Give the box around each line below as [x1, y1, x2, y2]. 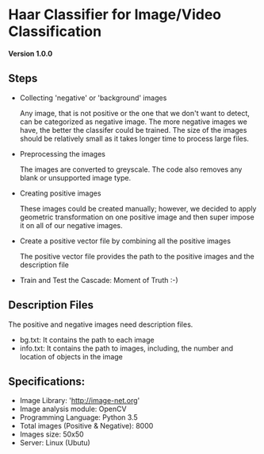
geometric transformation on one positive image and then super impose [19, 212, 255, 222]
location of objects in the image [19, 351, 123, 361]
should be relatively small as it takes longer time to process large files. [19, 134, 250, 143]
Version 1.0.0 [8, 49, 53, 58]
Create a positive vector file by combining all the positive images [19, 236, 231, 246]
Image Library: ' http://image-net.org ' [19, 396, 140, 405]
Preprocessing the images [19, 149, 105, 158]
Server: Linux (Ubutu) [19, 438, 91, 448]
